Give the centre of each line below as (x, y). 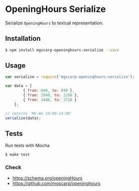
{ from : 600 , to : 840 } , (49, 91)
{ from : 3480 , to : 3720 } (50, 100)
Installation (23, 39)
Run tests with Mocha (27, 146)
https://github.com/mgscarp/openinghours (56, 184)
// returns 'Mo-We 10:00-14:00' (39, 113)
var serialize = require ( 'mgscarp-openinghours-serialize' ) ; (70, 77)
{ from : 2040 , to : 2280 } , (51, 95)
